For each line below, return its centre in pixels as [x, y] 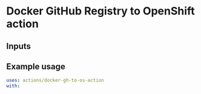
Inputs [19, 46]
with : [13, 86]
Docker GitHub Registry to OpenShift [100, 11]
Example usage [36, 67]
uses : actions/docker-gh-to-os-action [55, 80]
